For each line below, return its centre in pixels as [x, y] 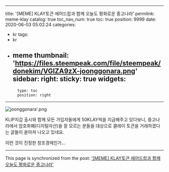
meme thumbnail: [41, 56]
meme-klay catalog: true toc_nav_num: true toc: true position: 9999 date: [81, 19]
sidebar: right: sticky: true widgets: [69, 79]
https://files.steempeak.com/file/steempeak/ [88, 63]
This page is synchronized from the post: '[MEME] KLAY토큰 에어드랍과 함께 [83, 158]
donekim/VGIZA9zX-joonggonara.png [74, 71]
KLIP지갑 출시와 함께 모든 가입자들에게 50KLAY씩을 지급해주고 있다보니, [76, 119]
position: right [34, 95]
